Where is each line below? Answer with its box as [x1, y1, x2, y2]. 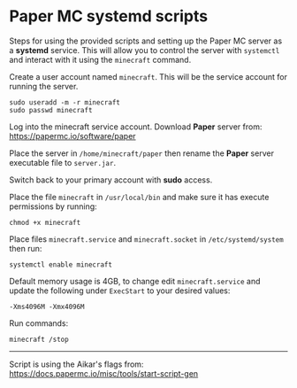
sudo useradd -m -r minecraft [9, 97, 121, 107]
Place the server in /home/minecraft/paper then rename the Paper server [9, 148, 274, 159]
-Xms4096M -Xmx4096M [9, 302, 86, 311]
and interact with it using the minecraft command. [9, 54, 192, 65]
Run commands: [9, 317, 69, 329]
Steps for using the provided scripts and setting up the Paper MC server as [9, 35, 283, 46]
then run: [9, 243, 42, 253]
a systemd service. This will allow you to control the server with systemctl [9, 44, 280, 55]
